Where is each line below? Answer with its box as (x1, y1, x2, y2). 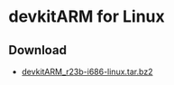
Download (8, 42, 67, 58)
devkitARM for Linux (8, 6, 166, 27)
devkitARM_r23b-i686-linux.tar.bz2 (21, 66, 153, 77)
